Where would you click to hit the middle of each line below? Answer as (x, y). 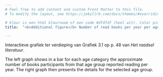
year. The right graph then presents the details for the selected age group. (79, 70)
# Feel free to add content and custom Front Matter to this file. (75, 9)
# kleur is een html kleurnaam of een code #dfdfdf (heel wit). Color (78, 23)
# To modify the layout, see (34, 14)
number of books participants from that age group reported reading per (76, 64)
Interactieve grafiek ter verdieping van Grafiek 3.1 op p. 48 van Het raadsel (80, 45)
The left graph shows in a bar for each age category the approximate (74, 59)
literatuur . (15, 50)
